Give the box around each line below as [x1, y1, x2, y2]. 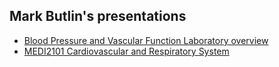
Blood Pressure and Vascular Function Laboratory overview [23, 34, 269, 46]
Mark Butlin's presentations [9, 8, 187, 25]
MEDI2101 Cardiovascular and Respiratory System [23, 45, 230, 57]
